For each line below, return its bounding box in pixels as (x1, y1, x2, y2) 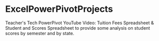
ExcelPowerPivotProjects (5, 3, 113, 15)
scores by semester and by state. (5, 30, 74, 36)
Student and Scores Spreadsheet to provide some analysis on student (5, 25, 150, 31)
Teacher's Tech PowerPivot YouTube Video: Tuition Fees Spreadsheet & (5, 20, 154, 26)
